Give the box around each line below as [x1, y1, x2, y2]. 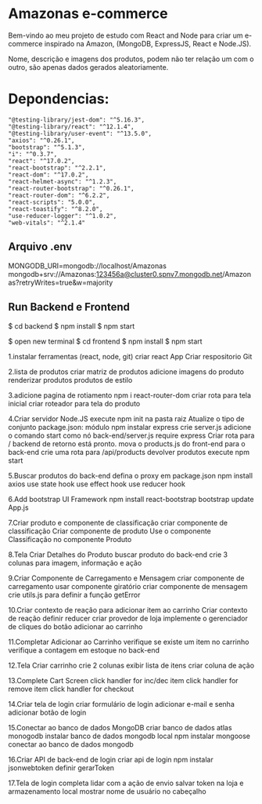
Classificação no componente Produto [8, 534, 132, 544]
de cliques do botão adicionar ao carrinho [8, 621, 143, 631]
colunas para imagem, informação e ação [8, 558, 142, 567]
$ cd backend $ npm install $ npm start [8, 321, 135, 330]
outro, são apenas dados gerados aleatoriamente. [8, 62, 169, 71]
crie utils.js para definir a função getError [8, 590, 141, 599]
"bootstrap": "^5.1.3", [8, 143, 86, 151]
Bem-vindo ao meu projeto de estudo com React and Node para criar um [8, 31, 243, 40]
